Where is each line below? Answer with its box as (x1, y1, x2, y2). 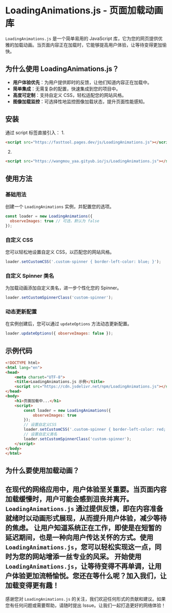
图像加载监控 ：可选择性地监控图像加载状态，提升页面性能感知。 (12, 98, 147, 104)
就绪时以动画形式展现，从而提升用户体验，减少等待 (5, 514, 167, 523)
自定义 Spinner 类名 (5, 272, 54, 279)
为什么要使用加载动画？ (5, 466, 79, 475)
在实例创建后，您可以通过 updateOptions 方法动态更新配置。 (5, 321, 132, 327)
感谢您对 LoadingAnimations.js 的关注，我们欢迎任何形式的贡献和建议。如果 (5, 596, 166, 602)
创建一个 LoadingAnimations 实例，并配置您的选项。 (5, 203, 114, 209)
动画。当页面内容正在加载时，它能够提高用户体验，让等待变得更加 (23, 41, 162, 48)
